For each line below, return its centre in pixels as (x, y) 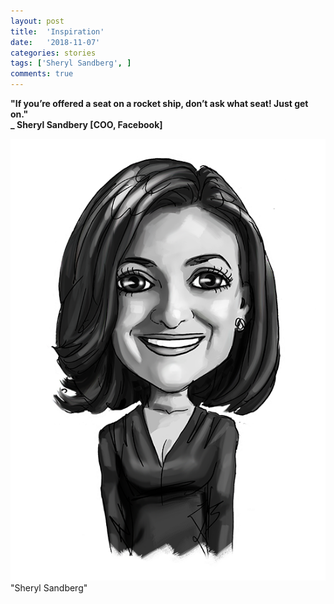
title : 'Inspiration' (57, 31)
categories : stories (53, 53)
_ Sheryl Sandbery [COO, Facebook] (86, 124)
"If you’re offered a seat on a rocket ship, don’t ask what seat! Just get (159, 103)
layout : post (37, 21)
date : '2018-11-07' (55, 42)
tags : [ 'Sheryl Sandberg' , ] (71, 63)
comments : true (42, 74)
